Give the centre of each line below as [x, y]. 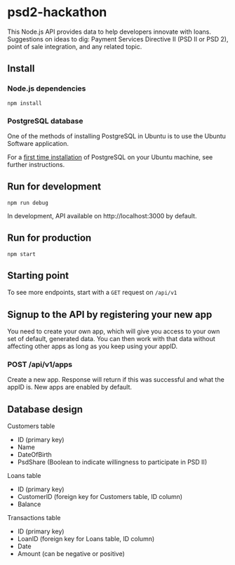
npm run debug [28, 203]
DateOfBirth [35, 455]
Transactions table [34, 518]
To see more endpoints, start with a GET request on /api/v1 [92, 293]
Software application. [38, 143]
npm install [25, 103]
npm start [22, 254]
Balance [29, 504]
